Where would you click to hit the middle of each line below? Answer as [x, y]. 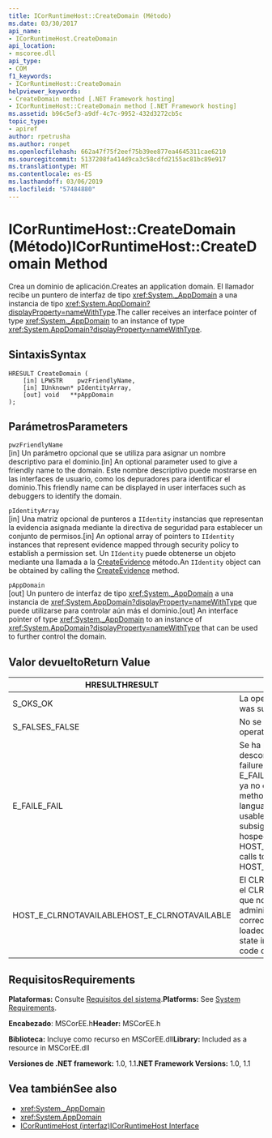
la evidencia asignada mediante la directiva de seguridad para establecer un [136, 528]
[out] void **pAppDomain [68, 395]
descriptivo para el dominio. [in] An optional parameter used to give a [123, 462]
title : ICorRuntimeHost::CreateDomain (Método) [90, 16]
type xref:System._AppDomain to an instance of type [96, 320]
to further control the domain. [57, 636]
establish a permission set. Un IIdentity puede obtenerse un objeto [122, 554]
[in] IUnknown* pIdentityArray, [77, 387]
